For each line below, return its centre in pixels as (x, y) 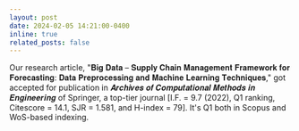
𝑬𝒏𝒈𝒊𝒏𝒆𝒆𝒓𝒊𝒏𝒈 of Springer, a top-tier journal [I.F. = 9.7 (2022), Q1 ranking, (142, 98)
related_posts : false (50, 42)
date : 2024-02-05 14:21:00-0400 (69, 26)
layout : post (34, 17)
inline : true (34, 34)
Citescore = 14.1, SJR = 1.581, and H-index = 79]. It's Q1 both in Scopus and (148, 108)
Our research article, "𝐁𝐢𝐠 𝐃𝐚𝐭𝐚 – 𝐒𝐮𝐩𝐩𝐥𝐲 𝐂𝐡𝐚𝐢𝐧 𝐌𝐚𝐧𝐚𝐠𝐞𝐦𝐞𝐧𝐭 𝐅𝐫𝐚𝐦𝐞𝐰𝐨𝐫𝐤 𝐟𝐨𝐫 (150, 68)
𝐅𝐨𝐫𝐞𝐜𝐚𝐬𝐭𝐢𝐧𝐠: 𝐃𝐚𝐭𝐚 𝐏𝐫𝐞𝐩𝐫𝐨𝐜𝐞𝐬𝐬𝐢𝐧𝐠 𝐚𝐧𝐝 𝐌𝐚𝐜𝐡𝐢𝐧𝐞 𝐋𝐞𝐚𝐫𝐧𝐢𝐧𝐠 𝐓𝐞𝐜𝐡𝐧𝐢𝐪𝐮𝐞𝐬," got (148, 78)
